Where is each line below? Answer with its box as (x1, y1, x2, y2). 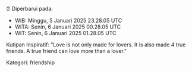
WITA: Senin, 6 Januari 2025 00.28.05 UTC (14, 23, 121, 30)
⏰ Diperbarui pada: (6, 5, 53, 12)
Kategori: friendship (6, 59, 55, 66)
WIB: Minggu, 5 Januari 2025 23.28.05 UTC (14, 17, 122, 24)
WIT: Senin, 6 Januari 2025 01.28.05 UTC (14, 30, 117, 36)
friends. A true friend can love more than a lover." (6, 48, 127, 54)
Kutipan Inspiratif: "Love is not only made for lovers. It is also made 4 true (6, 41, 186, 48)
